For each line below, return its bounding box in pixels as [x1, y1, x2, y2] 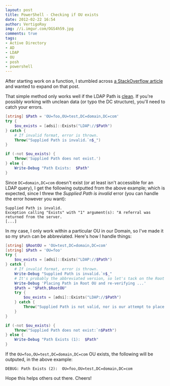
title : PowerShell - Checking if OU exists [5, 12, 99, 17]
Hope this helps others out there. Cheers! [5, 375, 92, 381]
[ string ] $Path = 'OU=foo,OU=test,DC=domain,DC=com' [5, 114, 119, 119]
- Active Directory [5, 41, 47, 46]
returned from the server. [5, 214, 62, 219]
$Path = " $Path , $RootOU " [14, 285, 67, 291]
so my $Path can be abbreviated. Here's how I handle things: [5, 233, 132, 239]
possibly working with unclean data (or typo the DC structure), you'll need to [5, 99, 165, 105]
